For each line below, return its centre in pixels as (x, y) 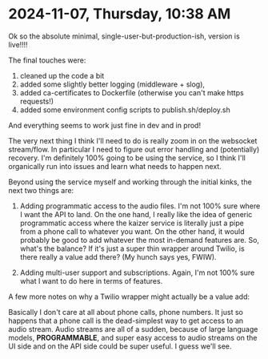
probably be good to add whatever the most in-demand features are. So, (140, 240)
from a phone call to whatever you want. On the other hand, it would (132, 231)
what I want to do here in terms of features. (91, 280)
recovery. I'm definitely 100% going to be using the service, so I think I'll (127, 158)
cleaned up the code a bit (62, 75)
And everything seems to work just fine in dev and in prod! (105, 125)
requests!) (37, 101)
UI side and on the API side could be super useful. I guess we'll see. (120, 346)
